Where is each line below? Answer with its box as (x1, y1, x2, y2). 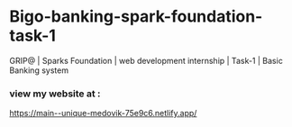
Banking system (9, 65, 69, 76)
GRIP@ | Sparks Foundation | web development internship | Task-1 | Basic (9, 55, 284, 66)
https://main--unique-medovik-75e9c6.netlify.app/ (9, 108, 197, 119)
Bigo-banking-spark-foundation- (9, 6, 263, 27)
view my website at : (9, 87, 101, 100)
